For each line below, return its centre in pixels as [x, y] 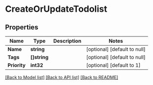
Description [67, 41]
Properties [22, 27]
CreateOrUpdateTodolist [56, 9]
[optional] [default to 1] [113, 65]
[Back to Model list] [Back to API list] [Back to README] [62, 77]
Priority [17, 65]
